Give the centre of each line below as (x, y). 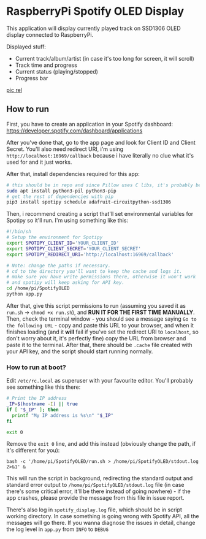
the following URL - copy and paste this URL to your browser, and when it (100, 325)
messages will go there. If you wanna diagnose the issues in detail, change (101, 523)
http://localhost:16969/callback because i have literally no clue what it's (100, 155)
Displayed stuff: (26, 47)
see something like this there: (44, 387)
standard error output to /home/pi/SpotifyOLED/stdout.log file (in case (96, 485)
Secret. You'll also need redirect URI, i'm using (65, 149)
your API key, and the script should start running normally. (80, 351)
